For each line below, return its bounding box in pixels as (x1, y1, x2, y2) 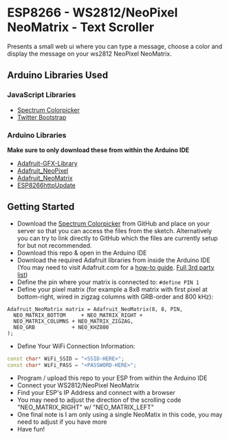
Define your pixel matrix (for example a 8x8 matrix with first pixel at (17, 285, 208, 293)
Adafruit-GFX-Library (17, 159, 78, 167)
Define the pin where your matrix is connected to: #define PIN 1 (17, 277, 199, 286)
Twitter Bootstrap (17, 113, 67, 121)
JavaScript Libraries (7, 90, 76, 100)
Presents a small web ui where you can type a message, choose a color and (7, 42, 223, 50)
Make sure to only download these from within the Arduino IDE (7, 146, 190, 154)
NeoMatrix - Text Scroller (7, 19, 155, 35)
